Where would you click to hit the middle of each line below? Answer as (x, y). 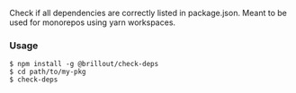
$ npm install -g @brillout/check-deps (84, 64)
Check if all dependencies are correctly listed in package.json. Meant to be (148, 13)
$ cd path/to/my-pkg (48, 72)
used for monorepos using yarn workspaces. (93, 22)
